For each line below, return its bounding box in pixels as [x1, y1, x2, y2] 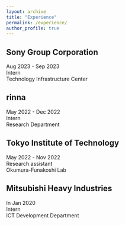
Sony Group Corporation [6, 47, 98, 57]
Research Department [6, 121, 60, 128]
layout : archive [6, 8, 46, 15]
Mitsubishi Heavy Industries [6, 184, 113, 194]
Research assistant [6, 160, 53, 167]
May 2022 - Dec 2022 [6, 108, 60, 115]
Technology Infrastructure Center [6, 75, 88, 83]
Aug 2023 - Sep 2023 [6, 63, 60, 70]
